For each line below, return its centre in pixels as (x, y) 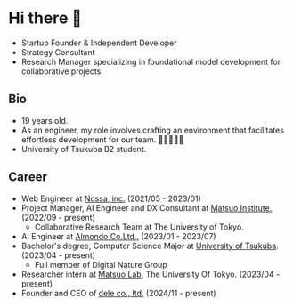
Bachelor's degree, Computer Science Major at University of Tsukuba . (150, 246)
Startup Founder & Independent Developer (99, 43)
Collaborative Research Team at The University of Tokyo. (139, 227)
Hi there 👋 (45, 18)
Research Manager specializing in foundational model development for (151, 61)
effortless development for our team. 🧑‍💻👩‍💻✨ (102, 139)
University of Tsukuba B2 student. (84, 149)
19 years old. (45, 120)
